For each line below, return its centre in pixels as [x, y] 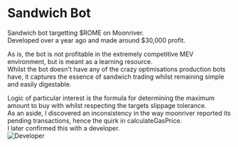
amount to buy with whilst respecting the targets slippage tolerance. [107, 105]
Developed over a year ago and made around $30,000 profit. [97, 40]
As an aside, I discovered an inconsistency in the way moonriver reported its [119, 113]
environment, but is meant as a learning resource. [80, 61]
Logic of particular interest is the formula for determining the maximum [111, 98]
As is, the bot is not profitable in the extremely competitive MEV [101, 54]
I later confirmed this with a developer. [64, 128]
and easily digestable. [39, 84]
